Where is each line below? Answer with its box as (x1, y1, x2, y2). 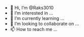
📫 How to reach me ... (10, 26, 58, 32)
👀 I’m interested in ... (10, 10, 53, 16)
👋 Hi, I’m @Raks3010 (10, 5, 54, 10)
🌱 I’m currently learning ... (10, 15, 65, 21)
